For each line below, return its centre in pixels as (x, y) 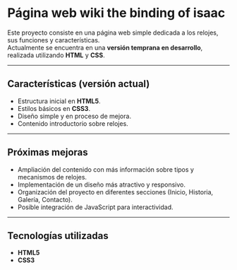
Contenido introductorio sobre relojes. (73, 123)
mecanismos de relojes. (52, 177)
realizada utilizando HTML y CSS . (56, 55)
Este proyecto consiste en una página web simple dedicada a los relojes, (113, 33)
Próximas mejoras (48, 152)
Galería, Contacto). (45, 199)
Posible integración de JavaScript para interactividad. (96, 207)
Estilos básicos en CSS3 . (54, 108)
